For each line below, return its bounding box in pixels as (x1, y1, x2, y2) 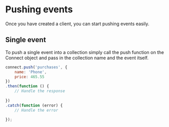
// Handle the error (14, 107, 58, 113)
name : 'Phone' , (14, 69, 47, 75)
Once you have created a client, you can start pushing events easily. (5, 21, 150, 27)
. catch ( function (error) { (5, 103, 63, 108)
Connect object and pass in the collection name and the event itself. (5, 55, 149, 61)
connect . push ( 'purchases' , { (5, 64, 68, 70)
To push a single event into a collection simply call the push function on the (5, 49, 164, 55)
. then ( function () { (5, 84, 50, 89)
